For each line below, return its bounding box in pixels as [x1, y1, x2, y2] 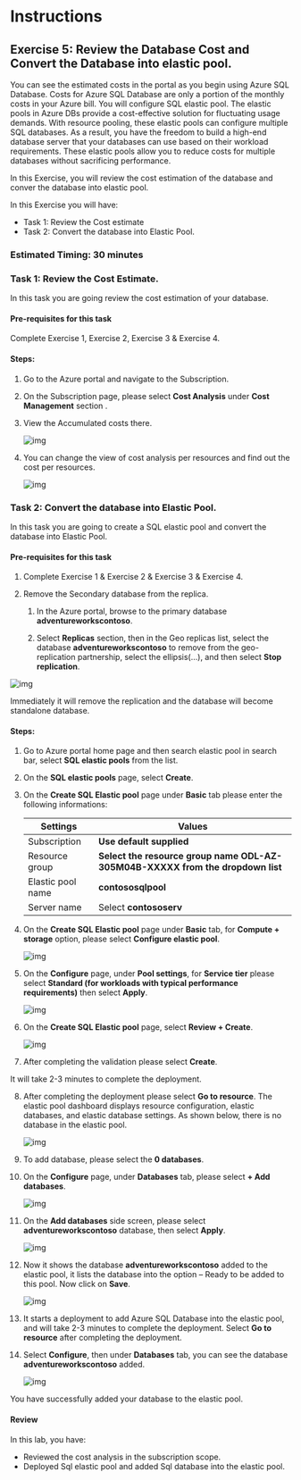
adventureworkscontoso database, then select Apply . [22, 1225, 226, 1236]
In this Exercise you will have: [10, 199, 119, 210]
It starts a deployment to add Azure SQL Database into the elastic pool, [22, 1313, 285, 1324]
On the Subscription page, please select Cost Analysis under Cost [22, 390, 271, 401]
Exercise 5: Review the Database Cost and [10, 42, 250, 57]
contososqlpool [98, 882, 166, 894]
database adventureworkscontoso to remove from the [36, 642, 239, 653]
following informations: [22, 799, 108, 810]
